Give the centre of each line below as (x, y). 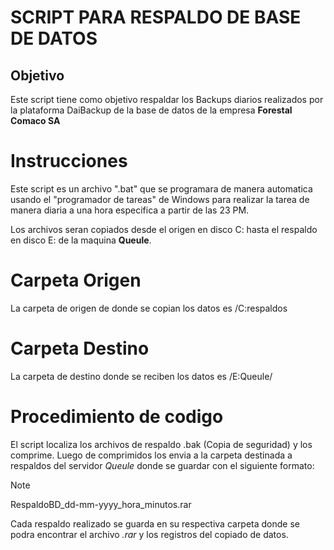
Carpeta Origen (76, 280)
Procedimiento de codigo (117, 417)
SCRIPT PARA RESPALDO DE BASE (156, 17)
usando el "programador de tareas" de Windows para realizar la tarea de (160, 199)
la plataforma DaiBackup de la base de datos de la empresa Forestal (151, 110)
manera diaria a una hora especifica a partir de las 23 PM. (130, 210)
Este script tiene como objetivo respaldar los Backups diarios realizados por (167, 99)
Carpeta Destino (80, 348)
